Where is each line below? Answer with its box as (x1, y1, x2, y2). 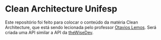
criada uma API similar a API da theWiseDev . (5, 29, 94, 35)
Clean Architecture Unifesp (5, 3, 117, 14)
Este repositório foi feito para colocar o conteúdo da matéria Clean (5, 19, 138, 25)
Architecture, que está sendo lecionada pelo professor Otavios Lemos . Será (5, 24, 157, 30)
